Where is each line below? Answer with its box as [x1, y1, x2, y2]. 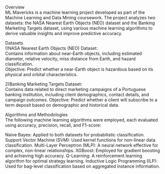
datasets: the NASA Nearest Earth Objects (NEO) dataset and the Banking [5, 20, 155, 26]
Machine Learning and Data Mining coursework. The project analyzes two [5, 15, 156, 20]
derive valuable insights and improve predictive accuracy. [5, 31, 123, 36]
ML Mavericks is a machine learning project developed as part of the [5, 9, 145, 15]
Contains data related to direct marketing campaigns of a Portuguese [5, 87, 146, 92]
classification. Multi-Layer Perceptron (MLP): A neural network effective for [5, 142, 159, 148]
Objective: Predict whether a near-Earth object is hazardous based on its [5, 66, 153, 72]
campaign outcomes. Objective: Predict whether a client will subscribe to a [5, 97, 158, 103]
